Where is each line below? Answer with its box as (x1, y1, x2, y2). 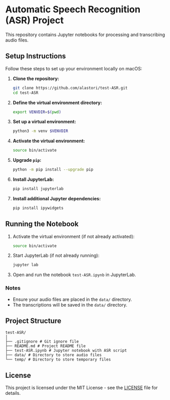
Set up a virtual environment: (12, 119, 76, 125)
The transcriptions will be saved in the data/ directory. (12, 301, 128, 308)
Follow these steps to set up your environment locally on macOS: (5, 65, 142, 71)
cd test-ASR (12, 90, 38, 96)
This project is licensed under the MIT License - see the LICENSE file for (5, 385, 158, 391)
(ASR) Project (5, 14, 64, 26)
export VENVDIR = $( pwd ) (12, 109, 61, 115)
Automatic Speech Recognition (5, 4, 141, 15)
